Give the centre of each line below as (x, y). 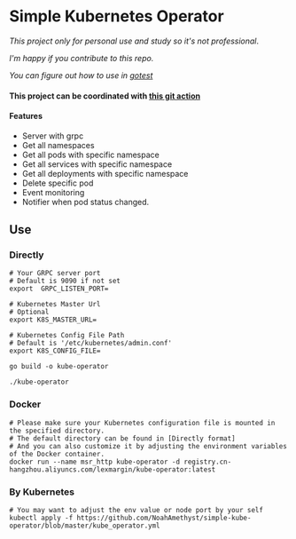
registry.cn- (207, 462)
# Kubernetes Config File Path (67, 336)
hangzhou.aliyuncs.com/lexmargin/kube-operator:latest (113, 469)
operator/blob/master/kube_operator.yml (85, 526)
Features (26, 116)
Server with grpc (53, 136)
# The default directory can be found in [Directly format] (123, 438)
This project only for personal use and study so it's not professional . (134, 41)
